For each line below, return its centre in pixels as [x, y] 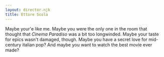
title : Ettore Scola [27, 14]
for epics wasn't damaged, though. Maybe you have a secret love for [76, 39]
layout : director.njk [28, 10]
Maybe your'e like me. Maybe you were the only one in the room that [76, 28]
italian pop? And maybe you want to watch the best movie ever [87, 44]
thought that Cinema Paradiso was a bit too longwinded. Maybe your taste [82, 34]
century [13, 44]
